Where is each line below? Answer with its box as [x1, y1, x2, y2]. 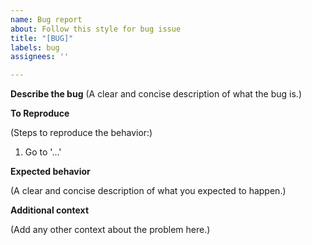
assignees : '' [10, 52, 70, 62]
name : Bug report [10, 14, 83, 25]
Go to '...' [24, 146, 62, 158]
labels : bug [10, 42, 60, 53]
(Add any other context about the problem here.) [10, 224, 211, 236]
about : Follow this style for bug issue [10, 24, 182, 34]
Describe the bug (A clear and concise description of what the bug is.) [10, 88, 303, 100]
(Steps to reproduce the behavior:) [10, 127, 153, 139]
